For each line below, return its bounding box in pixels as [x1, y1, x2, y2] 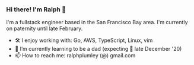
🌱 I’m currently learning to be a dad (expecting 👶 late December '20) [14, 45, 182, 53]
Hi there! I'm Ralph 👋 [6, 5, 66, 14]
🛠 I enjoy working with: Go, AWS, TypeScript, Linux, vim [14, 37, 153, 44]
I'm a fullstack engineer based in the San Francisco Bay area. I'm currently [6, 19, 188, 26]
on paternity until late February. [6, 25, 83, 32]
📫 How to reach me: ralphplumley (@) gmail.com [14, 52, 136, 59]
